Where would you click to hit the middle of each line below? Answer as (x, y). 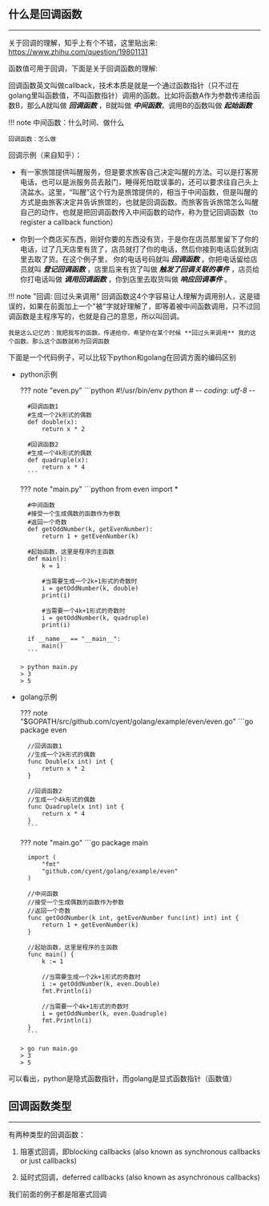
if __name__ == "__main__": (74, 639)
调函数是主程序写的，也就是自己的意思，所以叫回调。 (96, 316)
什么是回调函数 (45, 14)
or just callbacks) (48, 1160)
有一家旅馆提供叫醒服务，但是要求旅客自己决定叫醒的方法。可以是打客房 (139, 171)
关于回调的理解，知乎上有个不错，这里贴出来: (83, 42)
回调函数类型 (40, 1106)
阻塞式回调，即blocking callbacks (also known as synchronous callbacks (140, 1152)
